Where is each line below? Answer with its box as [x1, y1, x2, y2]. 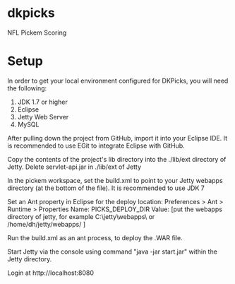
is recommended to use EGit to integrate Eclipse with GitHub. [7, 141, 185, 150]
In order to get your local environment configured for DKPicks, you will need [7, 76, 229, 85]
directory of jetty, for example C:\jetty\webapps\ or [7, 212, 155, 220]
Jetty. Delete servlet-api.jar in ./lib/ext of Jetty [7, 162, 142, 171]
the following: [7, 83, 47, 93]
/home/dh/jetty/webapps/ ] [7, 220, 86, 228]
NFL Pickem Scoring [7, 28, 67, 37]
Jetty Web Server [17, 112, 69, 121]
